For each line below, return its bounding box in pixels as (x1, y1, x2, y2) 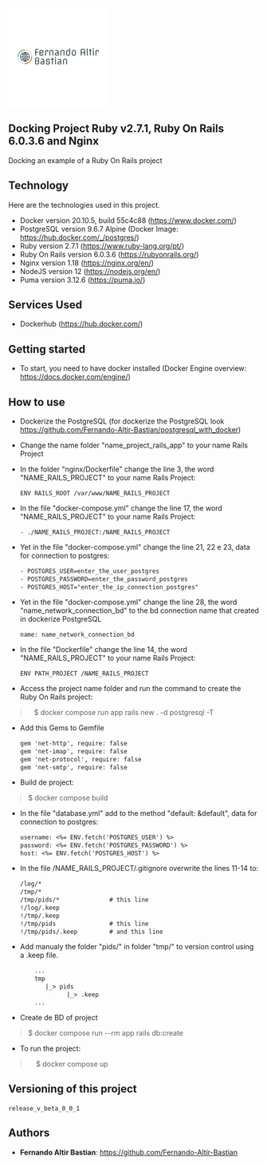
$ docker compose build (27, 793, 108, 803)
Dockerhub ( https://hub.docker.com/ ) (19, 319, 143, 329)
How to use (8, 395, 65, 409)
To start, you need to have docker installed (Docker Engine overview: (19, 364, 247, 373)
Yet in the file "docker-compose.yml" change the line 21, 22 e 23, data (19, 543, 250, 552)
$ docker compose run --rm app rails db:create (27, 1028, 184, 1038)
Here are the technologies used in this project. (8, 200, 161, 209)
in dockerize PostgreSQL (19, 614, 102, 624)
